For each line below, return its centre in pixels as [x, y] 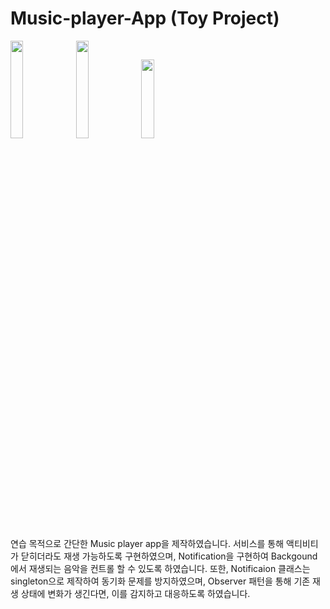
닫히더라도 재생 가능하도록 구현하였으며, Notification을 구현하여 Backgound [169, 556]
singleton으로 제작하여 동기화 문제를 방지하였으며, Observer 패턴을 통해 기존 [160, 581]
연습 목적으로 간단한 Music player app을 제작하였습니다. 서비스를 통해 [147, 543]
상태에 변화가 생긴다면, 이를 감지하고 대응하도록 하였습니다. [135, 593]
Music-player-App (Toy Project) [145, 18]
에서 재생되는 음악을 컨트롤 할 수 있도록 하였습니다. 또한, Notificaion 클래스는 [160, 568]
